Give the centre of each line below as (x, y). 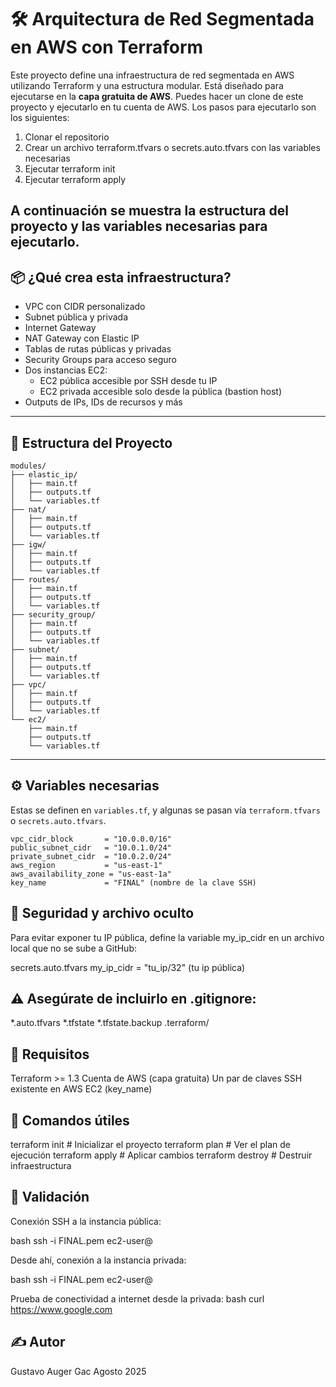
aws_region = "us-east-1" (86, 865)
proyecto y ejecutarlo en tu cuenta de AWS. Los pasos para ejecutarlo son (163, 107)
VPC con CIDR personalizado (85, 307)
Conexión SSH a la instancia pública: (86, 1221)
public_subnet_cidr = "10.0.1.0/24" (91, 847)
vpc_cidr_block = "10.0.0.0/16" (91, 839)
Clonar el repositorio (67, 137)
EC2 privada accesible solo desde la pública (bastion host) (160, 392)
